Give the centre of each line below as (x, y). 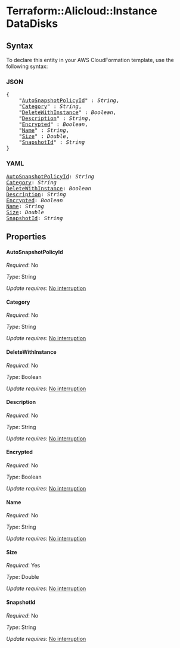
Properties (26, 237)
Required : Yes (23, 566)
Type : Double (23, 577)
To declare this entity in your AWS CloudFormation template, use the (90, 60)
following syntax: (27, 66)
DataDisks (32, 24)
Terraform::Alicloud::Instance (82, 11)
